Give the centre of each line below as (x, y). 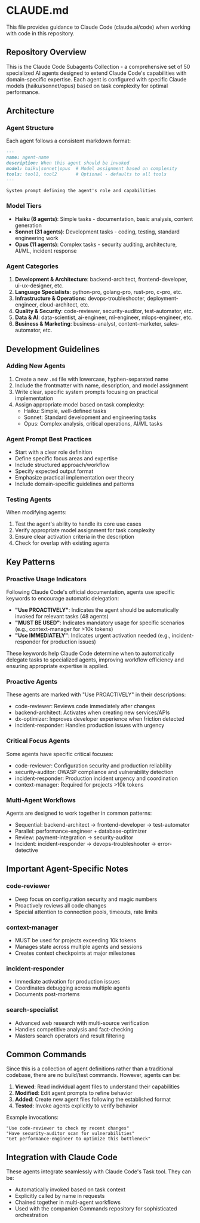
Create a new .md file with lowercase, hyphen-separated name (92, 379)
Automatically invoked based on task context (70, 1189)
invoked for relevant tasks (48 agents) (62, 617)
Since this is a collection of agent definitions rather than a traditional (90, 1069)
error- (164, 844)
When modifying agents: (36, 512)
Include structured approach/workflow (62, 465)
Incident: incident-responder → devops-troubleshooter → (85, 844)
